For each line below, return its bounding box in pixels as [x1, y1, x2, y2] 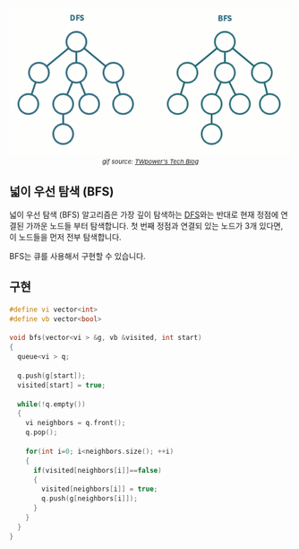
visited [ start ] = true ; [17, 380, 106, 389]
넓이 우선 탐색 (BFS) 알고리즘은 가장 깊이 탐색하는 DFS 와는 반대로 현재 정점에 [9, 209, 279, 221]
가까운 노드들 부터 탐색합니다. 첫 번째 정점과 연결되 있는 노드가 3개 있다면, [25, 221, 284, 231]
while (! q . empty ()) [17, 399, 87, 409]
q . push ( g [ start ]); [17, 370, 87, 380]
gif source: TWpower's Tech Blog [101, 157, 200, 167]
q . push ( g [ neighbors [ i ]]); [41, 494, 139, 503]
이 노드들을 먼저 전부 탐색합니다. [9, 231, 123, 243]
